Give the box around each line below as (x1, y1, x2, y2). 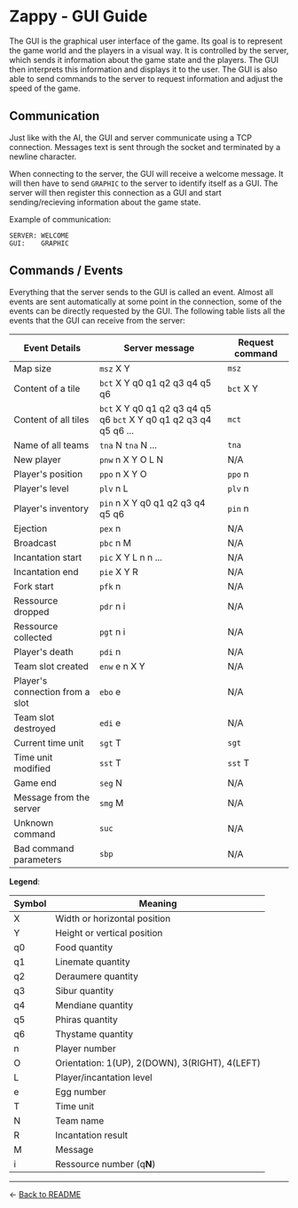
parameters (13, 853, 62, 866)
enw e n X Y (98, 660, 145, 672)
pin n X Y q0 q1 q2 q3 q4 (98, 496, 206, 508)
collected (13, 631, 53, 644)
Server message (123, 341, 195, 354)
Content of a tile (13, 382, 81, 395)
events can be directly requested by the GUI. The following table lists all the (9, 305, 286, 316)
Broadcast (13, 536, 57, 548)
